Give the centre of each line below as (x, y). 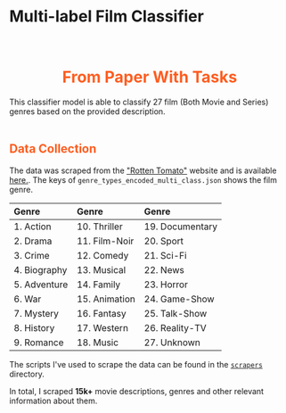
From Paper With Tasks (150, 77)
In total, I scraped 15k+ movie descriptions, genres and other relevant (137, 391)
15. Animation (106, 299)
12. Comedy (103, 255)
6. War (28, 299)
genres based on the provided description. (88, 111)
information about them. (53, 401)
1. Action (33, 227)
